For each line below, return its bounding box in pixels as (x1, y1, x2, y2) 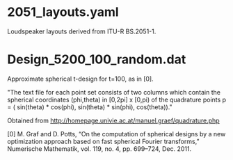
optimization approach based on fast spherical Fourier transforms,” (7, 137, 200, 145)
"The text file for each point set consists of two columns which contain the (7, 88, 221, 96)
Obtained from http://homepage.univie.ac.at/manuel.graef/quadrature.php (7, 116, 220, 125)
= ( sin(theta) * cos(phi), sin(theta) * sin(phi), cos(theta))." (7, 102, 172, 111)
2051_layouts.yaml (7, 4, 120, 20)
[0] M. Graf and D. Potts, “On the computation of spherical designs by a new (7, 129, 226, 138)
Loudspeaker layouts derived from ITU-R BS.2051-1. (7, 27, 156, 35)
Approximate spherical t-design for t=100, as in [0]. (7, 74, 154, 83)
